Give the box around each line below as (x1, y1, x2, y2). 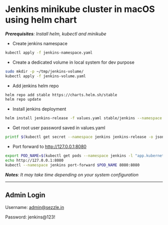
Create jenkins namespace (12, 40, 67, 46)
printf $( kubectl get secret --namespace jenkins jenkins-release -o (5, 134, 153, 140)
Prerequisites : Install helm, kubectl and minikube (5, 31, 106, 37)
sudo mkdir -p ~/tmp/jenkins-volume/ (5, 69, 84, 74)
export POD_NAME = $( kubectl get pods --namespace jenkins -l (5, 153, 133, 158)
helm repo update (5, 97, 41, 102)
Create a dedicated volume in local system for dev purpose (12, 59, 135, 65)
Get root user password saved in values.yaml (12, 125, 105, 131)
